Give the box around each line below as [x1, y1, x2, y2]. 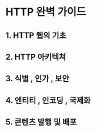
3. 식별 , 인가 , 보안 [5, 74, 70, 84]
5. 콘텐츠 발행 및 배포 [5, 117, 77, 127]
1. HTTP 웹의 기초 [5, 30, 66, 40]
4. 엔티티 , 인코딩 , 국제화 [5, 95, 91, 105]
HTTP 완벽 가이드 [5, 5, 86, 19]
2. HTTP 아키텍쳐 [5, 52, 66, 62]
